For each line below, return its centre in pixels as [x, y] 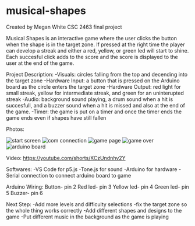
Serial [13, 175]
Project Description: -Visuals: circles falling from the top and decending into [97, 74]
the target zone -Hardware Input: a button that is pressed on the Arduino [93, 81]
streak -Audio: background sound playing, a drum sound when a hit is [90, 99]
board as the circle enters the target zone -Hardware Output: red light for [94, 86]
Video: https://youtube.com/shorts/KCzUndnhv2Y [66, 158]
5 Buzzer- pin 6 [25, 193]
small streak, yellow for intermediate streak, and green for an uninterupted [95, 93]
